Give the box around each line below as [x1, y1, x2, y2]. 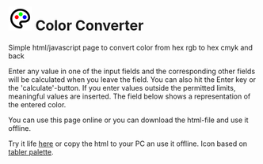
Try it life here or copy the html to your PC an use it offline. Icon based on [8, 139, 248, 148]
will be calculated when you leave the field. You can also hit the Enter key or [8, 74, 256, 84]
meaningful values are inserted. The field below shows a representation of [8, 91, 251, 101]
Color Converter [35, 17, 144, 35]
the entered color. [8, 99, 67, 109]
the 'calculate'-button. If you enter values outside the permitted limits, [8, 83, 236, 92]
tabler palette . [8, 147, 54, 156]
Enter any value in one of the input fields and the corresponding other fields [8, 66, 256, 76]
